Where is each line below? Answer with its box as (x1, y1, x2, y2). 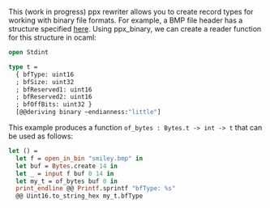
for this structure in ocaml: (8, 32, 97, 42)
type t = (8, 62, 38, 71)
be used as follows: (8, 131, 74, 141)
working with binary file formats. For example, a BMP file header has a (8, 15, 243, 25)
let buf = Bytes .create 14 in (15, 162, 118, 170)
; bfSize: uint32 (15, 78, 75, 86)
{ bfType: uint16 (15, 70, 75, 79)
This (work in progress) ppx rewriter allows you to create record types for (8, 7, 254, 16)
